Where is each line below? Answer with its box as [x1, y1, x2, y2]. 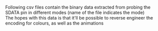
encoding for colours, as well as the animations [5, 20, 104, 26]
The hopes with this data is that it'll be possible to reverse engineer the [5, 15, 153, 20]
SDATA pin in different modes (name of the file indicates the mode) [5, 9, 145, 15]
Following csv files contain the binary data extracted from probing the [5, 4, 151, 10]
